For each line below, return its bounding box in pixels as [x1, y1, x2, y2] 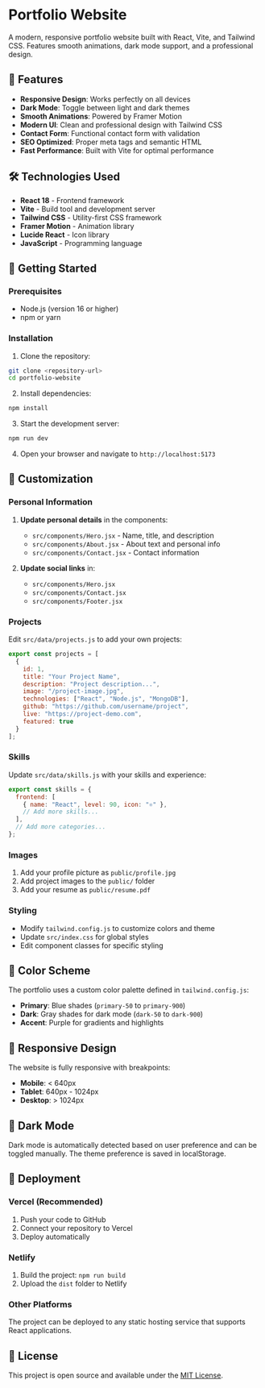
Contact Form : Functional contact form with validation [19, 128, 201, 138]
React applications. [8, 1326, 72, 1336]
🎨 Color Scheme [8, 963, 91, 977]
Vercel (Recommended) [8, 1196, 103, 1207]
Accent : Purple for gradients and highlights [19, 1018, 164, 1028]
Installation [8, 333, 54, 344]
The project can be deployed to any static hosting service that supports [8, 1317, 246, 1327]
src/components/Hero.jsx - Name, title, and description [31, 530, 215, 540]
